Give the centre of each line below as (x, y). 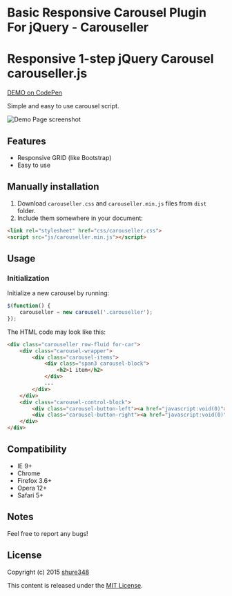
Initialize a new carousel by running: (58, 293)
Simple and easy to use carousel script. (63, 106)
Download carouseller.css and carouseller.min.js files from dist (112, 203)
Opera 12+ (32, 488)
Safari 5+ (30, 495)
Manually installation (53, 187)
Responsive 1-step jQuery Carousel (110, 59)
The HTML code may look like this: (56, 332)
